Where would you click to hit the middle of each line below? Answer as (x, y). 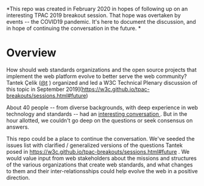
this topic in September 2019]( (44, 89)
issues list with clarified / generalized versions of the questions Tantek (94, 145)
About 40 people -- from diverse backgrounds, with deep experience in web (102, 107)
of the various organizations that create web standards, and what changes (100, 165)
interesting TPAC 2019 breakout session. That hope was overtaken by (93, 15)
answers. (18, 127)
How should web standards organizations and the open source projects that (101, 70)
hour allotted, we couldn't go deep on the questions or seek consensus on (100, 120)
